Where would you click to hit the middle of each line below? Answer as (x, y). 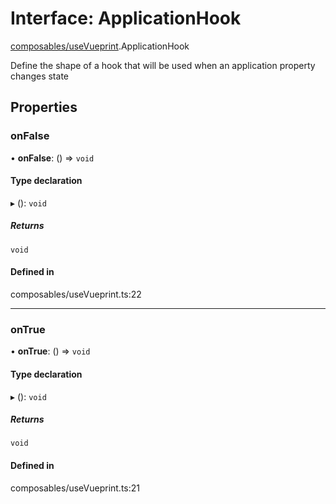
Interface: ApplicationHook (126, 18)
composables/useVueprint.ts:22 (76, 294)
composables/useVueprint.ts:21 (75, 488)
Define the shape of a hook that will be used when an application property (163, 65)
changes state (39, 76)
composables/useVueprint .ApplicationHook (100, 46)
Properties (44, 107)
